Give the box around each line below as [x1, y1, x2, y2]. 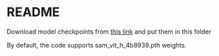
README [6, 4, 60, 20]
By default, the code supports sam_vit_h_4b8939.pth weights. [6, 41, 187, 49]
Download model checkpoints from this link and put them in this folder [6, 27, 212, 36]
